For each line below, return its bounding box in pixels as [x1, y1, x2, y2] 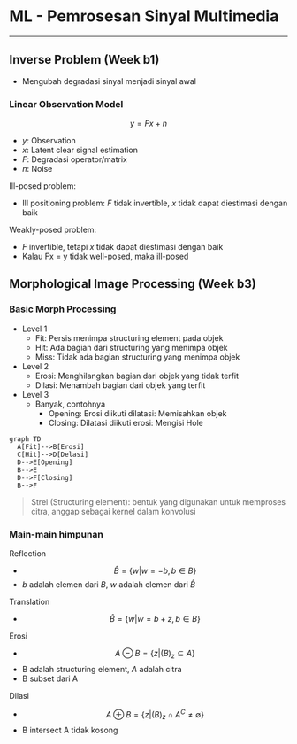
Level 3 [21, 389, 49, 399]
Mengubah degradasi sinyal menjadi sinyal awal [21, 75, 197, 86]
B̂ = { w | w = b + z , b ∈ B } [109, 614, 201, 624]
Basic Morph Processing [9, 303, 117, 315]
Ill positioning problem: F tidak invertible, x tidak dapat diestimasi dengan [21, 198, 288, 209]
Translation [9, 596, 50, 608]
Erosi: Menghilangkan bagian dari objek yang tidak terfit [34, 370, 240, 381]
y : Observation [21, 136, 77, 146]
